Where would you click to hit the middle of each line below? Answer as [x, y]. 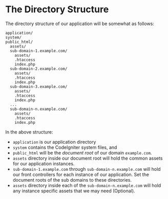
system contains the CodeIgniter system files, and [65, 147]
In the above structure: [29, 132]
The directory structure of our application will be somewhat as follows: [80, 24]
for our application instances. [44, 163]
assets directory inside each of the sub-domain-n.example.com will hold [87, 185]
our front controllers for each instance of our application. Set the [81, 174]
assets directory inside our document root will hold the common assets [88, 158]
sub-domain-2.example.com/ [39, 69]
